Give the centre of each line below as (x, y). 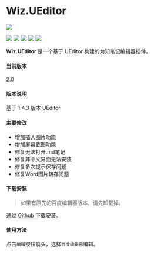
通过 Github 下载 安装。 (34, 215)
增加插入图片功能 (35, 137)
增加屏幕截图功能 (35, 144)
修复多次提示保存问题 (40, 166)
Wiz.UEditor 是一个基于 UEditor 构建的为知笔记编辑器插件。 (79, 51)
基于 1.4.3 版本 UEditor (33, 108)
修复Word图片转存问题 (42, 174)
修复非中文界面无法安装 (43, 159)
